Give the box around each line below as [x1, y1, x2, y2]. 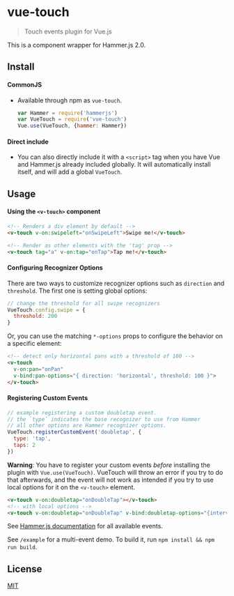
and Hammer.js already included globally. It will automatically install [17, 160, 211, 169]
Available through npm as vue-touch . [17, 95, 122, 105]
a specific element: [7, 339, 62, 348]
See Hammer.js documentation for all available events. [7, 522, 164, 530]
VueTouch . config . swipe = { [7, 306, 86, 314]
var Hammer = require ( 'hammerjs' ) [17, 109, 118, 116]
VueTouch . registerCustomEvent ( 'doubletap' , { [7, 429, 141, 436]
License [7, 563, 42, 575]
